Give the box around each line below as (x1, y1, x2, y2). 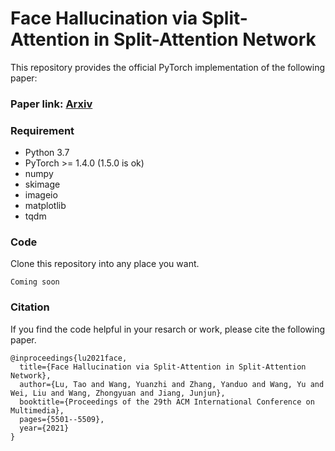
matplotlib (24, 200, 67, 212)
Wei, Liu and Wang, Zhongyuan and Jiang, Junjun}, (10, 388, 226, 398)
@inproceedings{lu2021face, (10, 353, 128, 363)
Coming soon (10, 277, 60, 287)
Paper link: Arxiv (10, 97, 93, 111)
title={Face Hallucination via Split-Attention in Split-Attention (19, 362, 307, 372)
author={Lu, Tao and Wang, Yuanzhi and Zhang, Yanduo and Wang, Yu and (19, 379, 325, 389)
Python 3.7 (24, 147, 70, 159)
